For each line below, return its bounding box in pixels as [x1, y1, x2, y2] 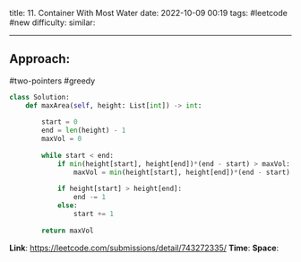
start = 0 [41, 118, 78, 127]
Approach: [9, 51, 70, 66]
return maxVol [41, 226, 94, 235]
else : [56, 201, 78, 210]
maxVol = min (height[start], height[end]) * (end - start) [73, 168, 291, 177]
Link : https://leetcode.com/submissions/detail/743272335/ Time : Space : [9, 242, 279, 253]
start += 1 [73, 210, 115, 219]
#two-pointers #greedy [9, 75, 96, 86]
